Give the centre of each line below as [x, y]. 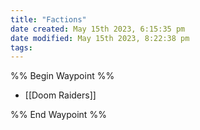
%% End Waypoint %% [58, 115]
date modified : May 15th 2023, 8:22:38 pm [100, 38]
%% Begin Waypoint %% [62, 76]
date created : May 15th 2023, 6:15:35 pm [98, 29]
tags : [21, 47]
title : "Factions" [48, 19]
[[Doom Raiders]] [60, 95]
